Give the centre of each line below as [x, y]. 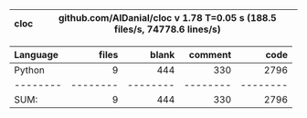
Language [37, 55]
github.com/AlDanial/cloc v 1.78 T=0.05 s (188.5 [167, 18]
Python [30, 70]
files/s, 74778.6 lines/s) [167, 29]
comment [210, 55]
